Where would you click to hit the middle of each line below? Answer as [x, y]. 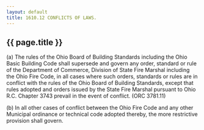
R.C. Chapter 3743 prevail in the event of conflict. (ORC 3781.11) [86, 96]
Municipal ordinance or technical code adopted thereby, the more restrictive [102, 114]
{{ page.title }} [35, 42]
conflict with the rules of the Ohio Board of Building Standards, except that [100, 83]
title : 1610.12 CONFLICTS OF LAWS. [52, 18]
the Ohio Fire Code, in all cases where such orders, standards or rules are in [102, 76]
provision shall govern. [35, 121]
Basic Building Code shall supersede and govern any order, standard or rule [102, 63]
